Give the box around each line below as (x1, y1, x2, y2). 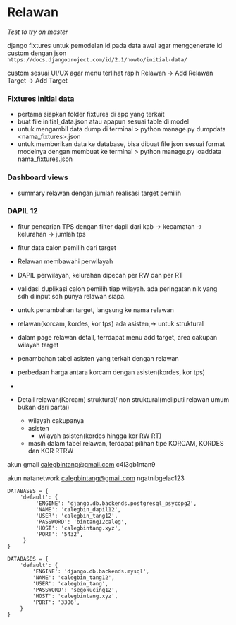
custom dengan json (7, 49, 67, 57)
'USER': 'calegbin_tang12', (35, 512, 118, 519)
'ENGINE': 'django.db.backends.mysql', (32, 568, 150, 575)
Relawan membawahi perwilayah (17, 257, 113, 266)
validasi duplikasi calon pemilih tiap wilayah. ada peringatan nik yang (17, 284, 218, 293)
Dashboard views (7, 172, 68, 182)
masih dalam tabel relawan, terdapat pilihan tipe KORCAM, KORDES (27, 439, 224, 447)
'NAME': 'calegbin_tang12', (32, 573, 115, 581)
